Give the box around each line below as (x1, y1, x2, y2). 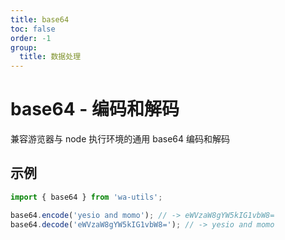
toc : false (10, 24, 56, 34)
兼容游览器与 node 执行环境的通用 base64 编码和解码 (10, 133, 230, 145)
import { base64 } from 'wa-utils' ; (10, 192, 163, 202)
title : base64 (10, 14, 70, 25)
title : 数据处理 (19, 52, 82, 62)
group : (10, 42, 38, 53)
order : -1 (10, 33, 52, 43)
